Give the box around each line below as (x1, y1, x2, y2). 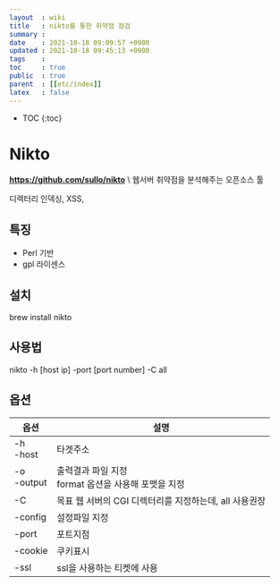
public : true (9, 72, 66, 81)
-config (13, 511, 47, 523)
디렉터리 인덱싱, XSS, (9, 193, 85, 204)
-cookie (13, 544, 48, 556)
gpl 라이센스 (21, 259, 65, 269)
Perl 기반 (21, 248, 55, 259)
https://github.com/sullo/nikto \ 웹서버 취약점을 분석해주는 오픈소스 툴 (9, 174, 264, 185)
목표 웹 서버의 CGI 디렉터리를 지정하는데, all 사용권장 (56, 494, 266, 506)
